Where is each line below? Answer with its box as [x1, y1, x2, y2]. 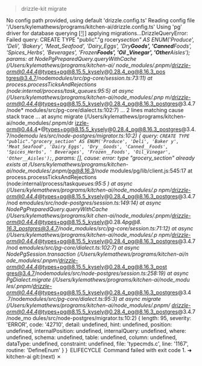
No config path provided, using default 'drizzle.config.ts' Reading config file [6, 17, 195, 24]
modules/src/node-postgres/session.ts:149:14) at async [22, 199, 162, 206]
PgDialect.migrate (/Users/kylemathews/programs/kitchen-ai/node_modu [6, 276, 190, 283]
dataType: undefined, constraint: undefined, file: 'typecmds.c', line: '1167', [6, 340, 189, 347]
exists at [6, 161, 28, 168]
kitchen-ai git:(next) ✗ [6, 353, 62, 360]
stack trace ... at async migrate [6, 113, 83, 120]
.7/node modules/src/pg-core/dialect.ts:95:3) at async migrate [6, 295, 162, 302]
